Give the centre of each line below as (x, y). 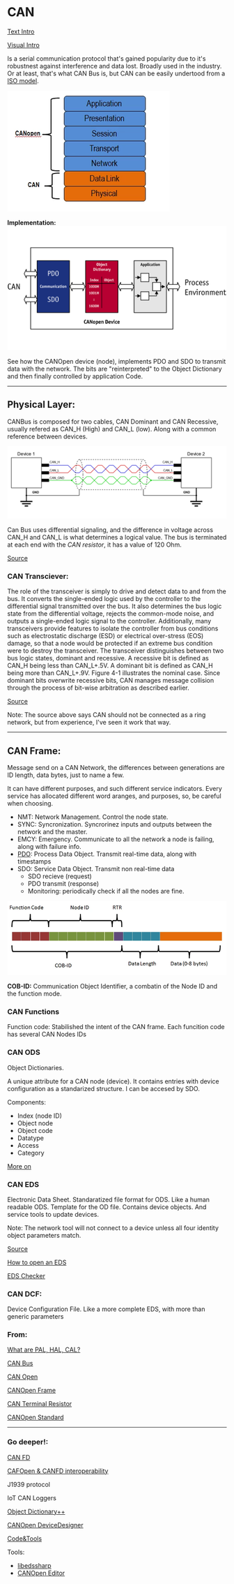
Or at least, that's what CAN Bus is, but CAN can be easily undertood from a (116, 73)
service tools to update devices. (53, 1214)
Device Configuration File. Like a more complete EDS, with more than (106, 1309)
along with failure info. (49, 846)
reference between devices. (48, 436)
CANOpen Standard (36, 1417)
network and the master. (52, 831)
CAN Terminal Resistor (40, 1404)
